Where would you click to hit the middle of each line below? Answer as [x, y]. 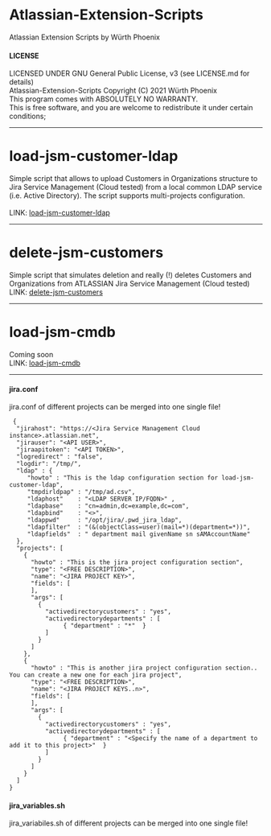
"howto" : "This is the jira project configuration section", [137, 562]
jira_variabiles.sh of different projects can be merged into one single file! [129, 823]
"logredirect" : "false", [60, 457]
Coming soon [31, 354]
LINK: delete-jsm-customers [56, 292]
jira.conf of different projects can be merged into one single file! [115, 407]
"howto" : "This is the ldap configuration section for [123, 478]
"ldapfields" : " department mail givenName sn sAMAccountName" [139, 534]
